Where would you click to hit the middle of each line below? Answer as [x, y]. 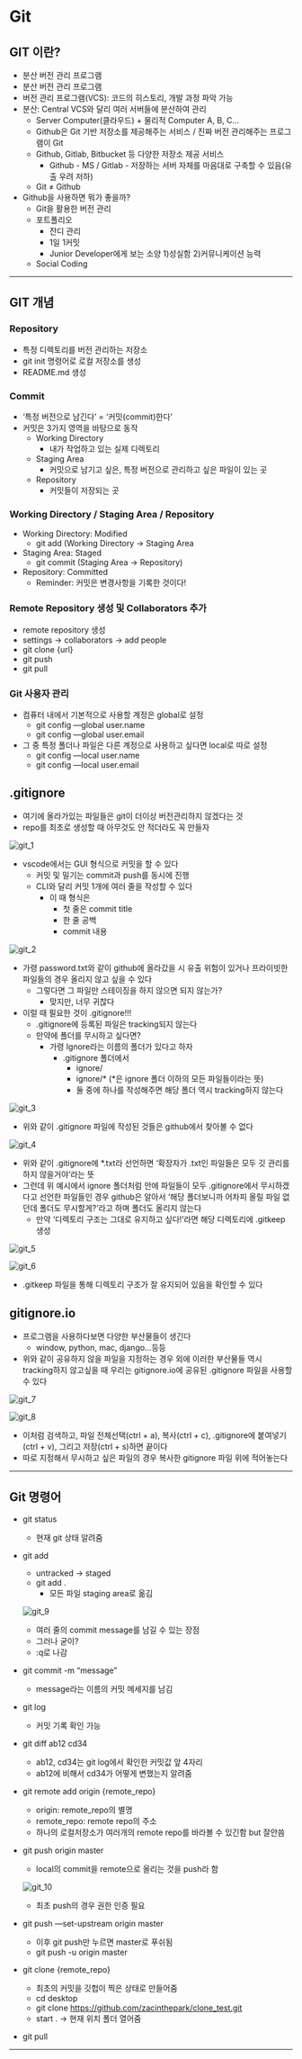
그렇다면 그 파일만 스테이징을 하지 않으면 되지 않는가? [129, 990]
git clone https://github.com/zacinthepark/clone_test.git [139, 2008]
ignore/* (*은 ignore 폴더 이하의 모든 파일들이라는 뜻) [170, 1078]
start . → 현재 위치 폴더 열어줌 [89, 2019]
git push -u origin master [81, 1952]
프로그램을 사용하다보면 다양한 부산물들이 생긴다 [107, 1336]
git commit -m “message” [70, 1670]
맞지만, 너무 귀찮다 [82, 1002]
